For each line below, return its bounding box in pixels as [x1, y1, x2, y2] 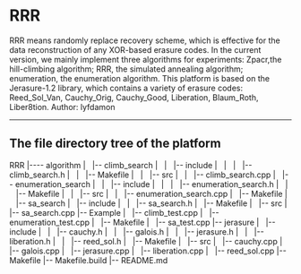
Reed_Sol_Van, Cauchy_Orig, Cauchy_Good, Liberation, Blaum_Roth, [9, 91, 259, 103]
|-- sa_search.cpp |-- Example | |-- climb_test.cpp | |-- [9, 207, 219, 218]
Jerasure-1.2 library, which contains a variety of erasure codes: [9, 82, 244, 93]
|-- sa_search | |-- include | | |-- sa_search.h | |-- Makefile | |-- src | [15, 198, 288, 209]
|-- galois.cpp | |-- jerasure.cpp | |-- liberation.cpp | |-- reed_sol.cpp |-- [9, 245, 287, 256]
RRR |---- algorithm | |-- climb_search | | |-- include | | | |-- [9, 159, 253, 170]
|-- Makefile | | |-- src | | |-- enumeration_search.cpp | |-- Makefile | [15, 188, 288, 199]
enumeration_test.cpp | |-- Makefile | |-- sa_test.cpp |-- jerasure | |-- [9, 217, 276, 227]
